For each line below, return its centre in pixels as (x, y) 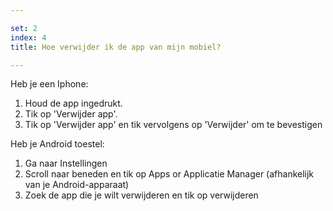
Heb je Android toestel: (57, 144)
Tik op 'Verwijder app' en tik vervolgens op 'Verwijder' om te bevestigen (173, 125)
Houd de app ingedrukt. (73, 103)
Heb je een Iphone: (49, 84)
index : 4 (28, 37)
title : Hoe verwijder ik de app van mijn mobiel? (116, 47)
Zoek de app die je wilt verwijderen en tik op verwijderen (141, 195)
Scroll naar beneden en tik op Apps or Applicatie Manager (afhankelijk (169, 174)
